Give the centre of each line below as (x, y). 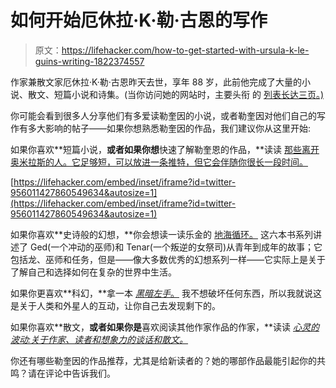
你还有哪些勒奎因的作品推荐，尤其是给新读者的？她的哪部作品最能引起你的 (163, 360)
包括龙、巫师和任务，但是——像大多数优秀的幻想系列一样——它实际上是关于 (168, 259)
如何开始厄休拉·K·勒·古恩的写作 (139, 20)
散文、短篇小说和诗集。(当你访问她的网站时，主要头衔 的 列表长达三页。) (176, 94)
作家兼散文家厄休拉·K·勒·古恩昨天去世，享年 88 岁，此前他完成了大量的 (156, 82)
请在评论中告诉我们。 (71, 373)
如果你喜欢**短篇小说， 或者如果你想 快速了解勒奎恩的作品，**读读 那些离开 (165, 149)
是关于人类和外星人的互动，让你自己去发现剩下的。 (115, 305)
